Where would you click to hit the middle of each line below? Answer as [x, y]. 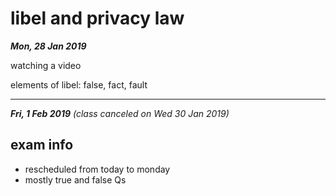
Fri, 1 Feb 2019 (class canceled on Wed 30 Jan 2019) [120, 113]
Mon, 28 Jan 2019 [48, 46]
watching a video [46, 65]
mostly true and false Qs [75, 179]
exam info [42, 145]
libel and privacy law [97, 18]
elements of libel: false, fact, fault [79, 84]
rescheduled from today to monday [97, 169]
